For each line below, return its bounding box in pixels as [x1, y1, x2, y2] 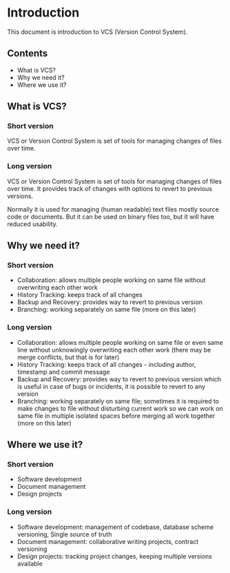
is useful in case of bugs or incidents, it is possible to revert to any [17, 382, 205, 390]
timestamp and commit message [17, 368, 110, 376]
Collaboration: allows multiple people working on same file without [17, 276, 206, 284]
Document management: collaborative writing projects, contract [17, 537, 199, 545]
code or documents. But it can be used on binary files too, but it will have [7, 212, 215, 221]
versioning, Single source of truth [17, 530, 112, 539]
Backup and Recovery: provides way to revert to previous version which [17, 374, 222, 383]
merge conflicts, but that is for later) [17, 353, 120, 361]
